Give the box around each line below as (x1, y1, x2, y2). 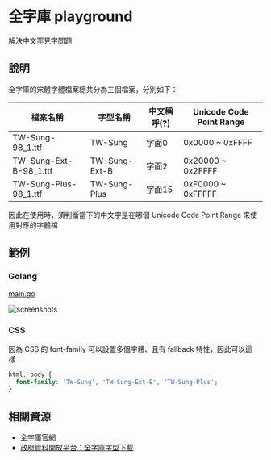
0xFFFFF (182, 188, 218, 199)
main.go (8, 289, 35, 299)
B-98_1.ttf (12, 165, 53, 176)
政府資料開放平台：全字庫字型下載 (19, 443, 134, 453)
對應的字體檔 (15, 220, 58, 230)
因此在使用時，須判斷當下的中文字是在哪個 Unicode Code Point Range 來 (8, 210, 251, 220)
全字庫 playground (8, 7, 133, 26)
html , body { (8, 370, 52, 378)
